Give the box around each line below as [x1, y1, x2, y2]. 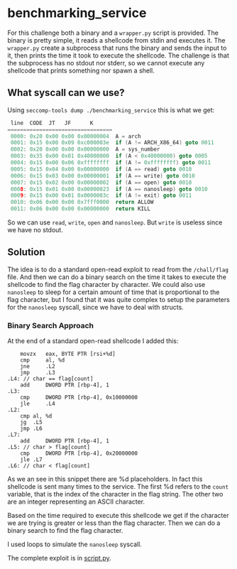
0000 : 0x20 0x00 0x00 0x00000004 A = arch [10, 133, 141, 140]
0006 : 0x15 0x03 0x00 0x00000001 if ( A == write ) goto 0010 [10, 172, 195, 179]
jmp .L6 [20, 425, 43, 433]
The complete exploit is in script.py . [7, 554, 111, 563]
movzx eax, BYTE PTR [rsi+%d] [20, 350, 116, 358]
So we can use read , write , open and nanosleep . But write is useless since [7, 218, 223, 227]
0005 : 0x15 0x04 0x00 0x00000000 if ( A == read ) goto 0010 [10, 166, 192, 173]
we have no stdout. [7, 226, 64, 234]
